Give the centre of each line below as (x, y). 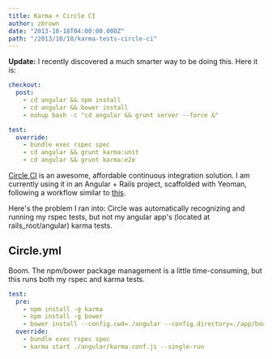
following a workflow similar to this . (67, 192)
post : (25, 93)
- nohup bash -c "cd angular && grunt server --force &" (121, 115)
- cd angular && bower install (76, 107)
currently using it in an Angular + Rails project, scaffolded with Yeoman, (127, 184)
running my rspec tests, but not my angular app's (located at (109, 217)
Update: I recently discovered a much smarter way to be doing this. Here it (133, 62)
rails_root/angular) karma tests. (61, 225)
